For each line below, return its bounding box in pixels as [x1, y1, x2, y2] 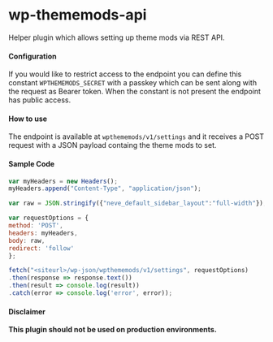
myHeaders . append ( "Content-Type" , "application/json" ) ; [8, 184, 201, 193]
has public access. [8, 95, 71, 105]
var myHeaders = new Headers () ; [8, 177, 118, 185]
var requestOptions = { [8, 214, 89, 223]
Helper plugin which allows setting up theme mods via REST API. [8, 32, 225, 42]
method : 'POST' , [8, 222, 63, 230]
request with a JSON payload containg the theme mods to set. [8, 141, 217, 150]
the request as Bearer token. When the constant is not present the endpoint [8, 87, 262, 97]
